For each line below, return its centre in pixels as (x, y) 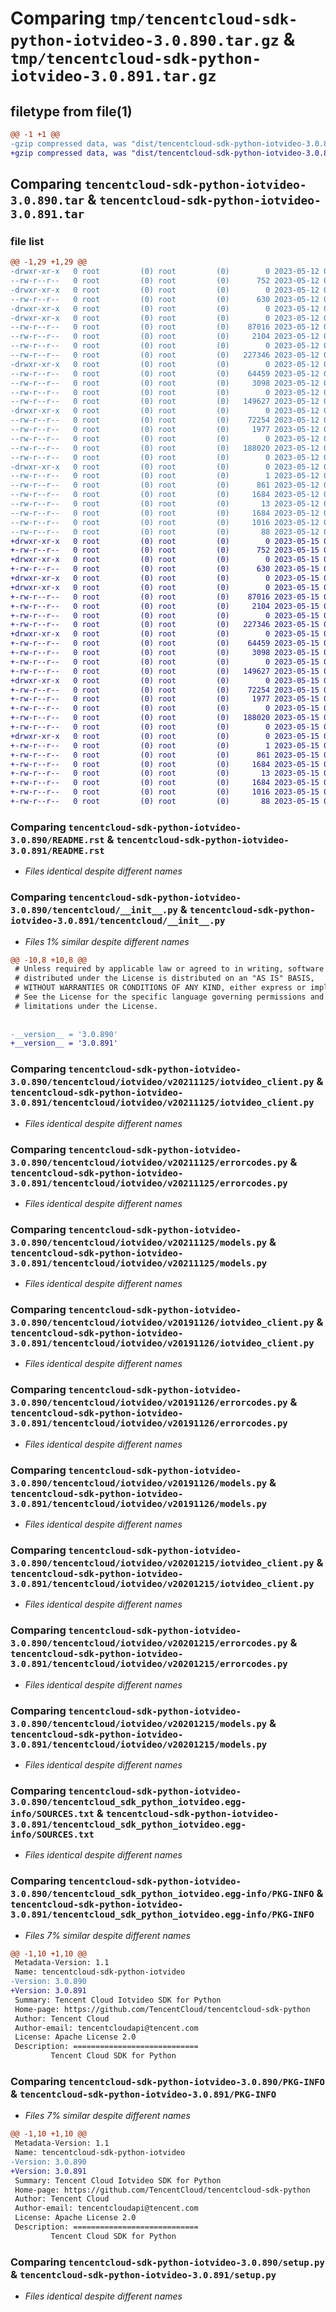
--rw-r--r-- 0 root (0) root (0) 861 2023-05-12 (165, 485)
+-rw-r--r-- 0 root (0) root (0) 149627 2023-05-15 (165, 671)
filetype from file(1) (71, 111)
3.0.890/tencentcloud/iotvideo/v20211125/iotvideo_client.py (162, 1082)
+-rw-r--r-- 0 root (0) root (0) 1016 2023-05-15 (165, 792)
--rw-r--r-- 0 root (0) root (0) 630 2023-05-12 (165, 299)
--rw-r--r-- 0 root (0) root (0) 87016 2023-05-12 (165, 327)
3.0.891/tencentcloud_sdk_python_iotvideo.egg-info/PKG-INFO (162, 1915)
